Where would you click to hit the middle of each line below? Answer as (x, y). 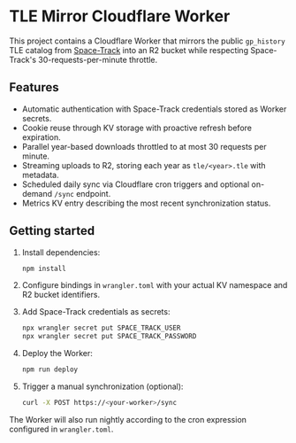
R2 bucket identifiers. (61, 295)
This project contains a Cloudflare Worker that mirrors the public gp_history (147, 41)
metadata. (40, 175)
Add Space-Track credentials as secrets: (96, 312)
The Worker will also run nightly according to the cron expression (128, 419)
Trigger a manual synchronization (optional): (102, 386)
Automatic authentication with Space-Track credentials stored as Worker (154, 109)
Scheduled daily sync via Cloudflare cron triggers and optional (136, 184)
